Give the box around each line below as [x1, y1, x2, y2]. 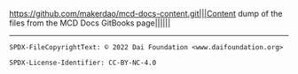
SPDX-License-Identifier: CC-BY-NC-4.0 [9, 58, 157, 67]
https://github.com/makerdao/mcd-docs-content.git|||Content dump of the [9, 9, 283, 18]
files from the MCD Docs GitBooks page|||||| [9, 18, 171, 28]
